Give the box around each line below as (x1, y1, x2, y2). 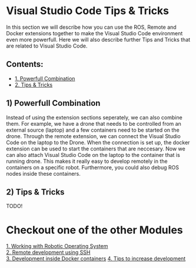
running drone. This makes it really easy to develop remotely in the (6, 158, 168, 165)
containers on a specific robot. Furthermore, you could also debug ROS (6, 163, 180, 171)
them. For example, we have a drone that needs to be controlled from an (6, 120, 181, 127)
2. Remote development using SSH (6, 249, 91, 256)
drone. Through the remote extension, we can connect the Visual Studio (6, 132, 181, 139)
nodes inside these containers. (6, 170, 81, 177)
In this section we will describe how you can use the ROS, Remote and (6, 24, 177, 31)
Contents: (6, 59, 44, 69)
